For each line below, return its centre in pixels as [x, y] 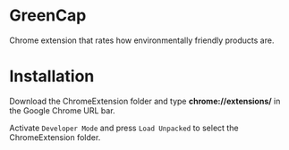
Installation [52, 76]
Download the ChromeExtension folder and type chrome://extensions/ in [145, 101]
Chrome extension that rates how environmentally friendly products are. [142, 40]
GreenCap [48, 16]
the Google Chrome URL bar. [62, 110]
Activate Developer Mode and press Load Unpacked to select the [124, 128]
